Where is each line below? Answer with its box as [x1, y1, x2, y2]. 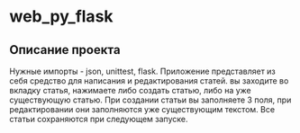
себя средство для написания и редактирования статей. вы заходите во [9, 75, 289, 86]
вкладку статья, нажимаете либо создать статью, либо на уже [9, 85, 251, 95]
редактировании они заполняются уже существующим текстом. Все [9, 104, 276, 114]
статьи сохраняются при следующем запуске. [9, 114, 188, 124]
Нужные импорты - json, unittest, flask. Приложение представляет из [9, 66, 277, 76]
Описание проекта [9, 42, 121, 58]
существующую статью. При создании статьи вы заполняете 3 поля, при [9, 94, 292, 105]
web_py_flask [9, 6, 114, 27]
